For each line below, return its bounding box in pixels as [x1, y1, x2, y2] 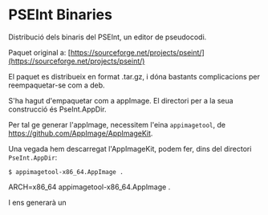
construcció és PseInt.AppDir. [8, 104, 107, 114]
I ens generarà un [8, 197, 67, 207]
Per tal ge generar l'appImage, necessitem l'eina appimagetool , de [8, 120, 226, 129]
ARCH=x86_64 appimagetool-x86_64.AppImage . [8, 182, 171, 192]
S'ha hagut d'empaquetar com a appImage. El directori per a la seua [8, 95, 234, 105]
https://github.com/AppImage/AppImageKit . [8, 128, 153, 138]
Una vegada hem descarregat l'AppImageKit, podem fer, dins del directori [8, 144, 252, 153]
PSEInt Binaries [8, 6, 112, 24]
